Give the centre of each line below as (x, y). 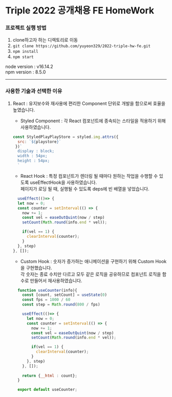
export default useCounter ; (48, 390)
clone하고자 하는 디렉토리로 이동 (45, 40)
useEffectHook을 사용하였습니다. (63, 182)
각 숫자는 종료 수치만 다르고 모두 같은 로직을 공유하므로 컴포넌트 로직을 (91, 274)
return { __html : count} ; (50, 375)
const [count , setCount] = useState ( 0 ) (65, 295)
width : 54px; (33, 156)
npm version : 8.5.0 (26, 72)
